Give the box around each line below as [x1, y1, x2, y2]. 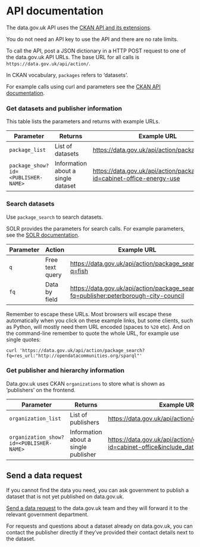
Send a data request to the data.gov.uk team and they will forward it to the [6, 504, 189, 512]
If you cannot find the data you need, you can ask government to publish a [6, 486, 189, 494]
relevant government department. [6, 511, 89, 518]
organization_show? [9, 433, 64, 441]
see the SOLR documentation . [6, 231, 80, 239]
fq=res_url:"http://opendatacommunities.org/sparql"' [6, 353, 143, 359]
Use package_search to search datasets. [6, 213, 104, 221]
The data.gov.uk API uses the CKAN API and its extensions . [6, 24, 152, 31]
